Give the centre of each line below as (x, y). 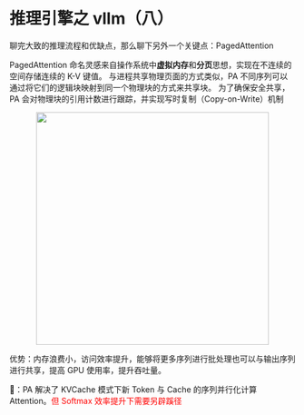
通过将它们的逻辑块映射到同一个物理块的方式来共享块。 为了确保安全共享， (150, 87)
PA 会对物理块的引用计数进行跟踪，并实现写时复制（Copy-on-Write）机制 (147, 99)
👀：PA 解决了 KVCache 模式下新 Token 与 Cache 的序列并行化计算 (133, 389)
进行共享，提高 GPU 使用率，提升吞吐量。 (88, 370)
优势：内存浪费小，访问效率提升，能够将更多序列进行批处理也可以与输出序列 (152, 359)
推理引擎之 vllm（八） (92, 19)
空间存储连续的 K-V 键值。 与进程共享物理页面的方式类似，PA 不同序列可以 (149, 76)
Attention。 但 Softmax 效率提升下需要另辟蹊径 (96, 400)
